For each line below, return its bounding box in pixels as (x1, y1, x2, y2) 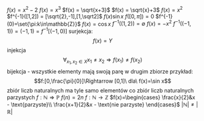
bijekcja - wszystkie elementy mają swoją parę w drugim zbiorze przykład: (7, 68, 194, 75)
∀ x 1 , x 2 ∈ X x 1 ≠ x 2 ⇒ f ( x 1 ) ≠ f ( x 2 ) (63, 56, 143, 66)
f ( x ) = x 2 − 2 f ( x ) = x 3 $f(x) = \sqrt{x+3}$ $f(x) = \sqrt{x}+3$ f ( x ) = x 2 (7, 5, 183, 13)
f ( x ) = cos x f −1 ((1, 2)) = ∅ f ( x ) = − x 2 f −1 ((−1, (82, 19, 191, 27)
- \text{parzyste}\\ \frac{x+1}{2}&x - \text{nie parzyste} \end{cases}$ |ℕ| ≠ (7, 101, 195, 108)
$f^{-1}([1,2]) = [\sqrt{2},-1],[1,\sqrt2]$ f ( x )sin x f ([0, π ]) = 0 (7, 12, 154, 20)
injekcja (7, 46, 26, 54)
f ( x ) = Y (92, 36, 113, 44)
